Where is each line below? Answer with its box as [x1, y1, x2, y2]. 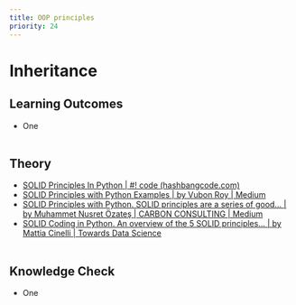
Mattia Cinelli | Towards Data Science [22, 227, 162, 239]
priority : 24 [9, 22, 59, 31]
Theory [9, 155, 52, 171]
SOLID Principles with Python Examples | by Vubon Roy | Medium [22, 189, 266, 200]
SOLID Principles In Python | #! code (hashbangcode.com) [22, 180, 241, 190]
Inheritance [9, 60, 97, 81]
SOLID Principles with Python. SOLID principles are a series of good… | [22, 199, 287, 210]
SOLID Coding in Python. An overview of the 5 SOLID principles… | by [22, 218, 282, 229]
